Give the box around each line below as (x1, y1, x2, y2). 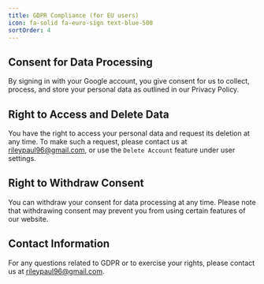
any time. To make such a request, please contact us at (8, 137, 188, 146)
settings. (8, 154, 37, 163)
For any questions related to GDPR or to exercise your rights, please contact (8, 258, 255, 267)
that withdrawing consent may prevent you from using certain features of (8, 206, 246, 215)
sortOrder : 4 (8, 26, 51, 34)
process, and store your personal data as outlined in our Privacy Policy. (8, 84, 240, 95)
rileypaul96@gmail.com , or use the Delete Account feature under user (8, 145, 236, 155)
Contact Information (8, 237, 110, 251)
